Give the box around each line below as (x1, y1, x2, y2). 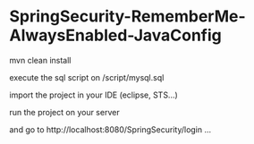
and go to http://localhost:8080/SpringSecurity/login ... (9, 123, 212, 135)
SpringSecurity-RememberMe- (9, 6, 246, 27)
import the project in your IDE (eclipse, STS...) (9, 89, 179, 100)
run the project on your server (9, 106, 120, 117)
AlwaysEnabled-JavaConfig (9, 25, 222, 46)
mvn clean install (9, 55, 72, 65)
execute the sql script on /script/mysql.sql (9, 72, 165, 82)
